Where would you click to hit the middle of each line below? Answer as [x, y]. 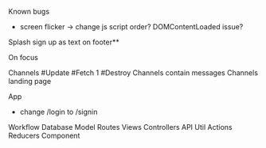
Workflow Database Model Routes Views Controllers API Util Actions [120, 127]
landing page [30, 81]
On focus [23, 57]
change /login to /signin [59, 112]
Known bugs [29, 11]
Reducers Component [44, 135]
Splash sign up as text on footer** [64, 42]
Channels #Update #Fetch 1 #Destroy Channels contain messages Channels [133, 73]
